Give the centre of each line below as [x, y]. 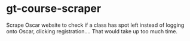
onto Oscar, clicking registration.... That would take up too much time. [92, 31]
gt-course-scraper [54, 9]
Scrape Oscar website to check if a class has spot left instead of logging [95, 25]
